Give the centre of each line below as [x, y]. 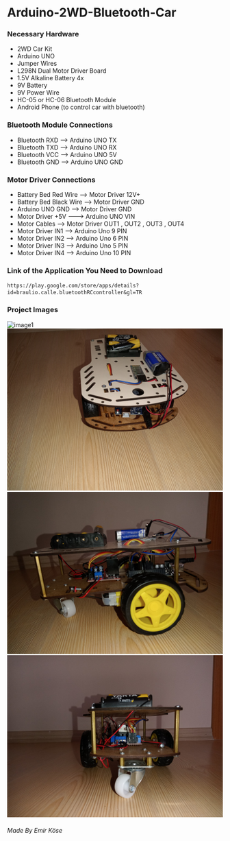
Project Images [33, 310]
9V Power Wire [38, 93]
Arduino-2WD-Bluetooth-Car [92, 13]
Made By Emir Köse [35, 831]
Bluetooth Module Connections [60, 125]
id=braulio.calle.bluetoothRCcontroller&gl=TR [75, 293]
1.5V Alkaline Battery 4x [50, 78]
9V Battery [32, 85]
